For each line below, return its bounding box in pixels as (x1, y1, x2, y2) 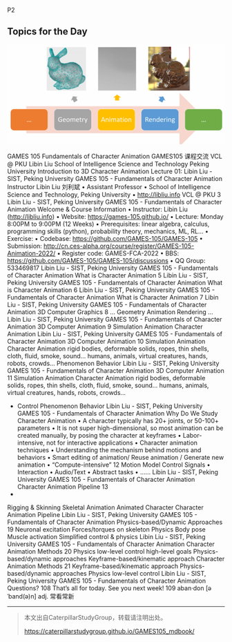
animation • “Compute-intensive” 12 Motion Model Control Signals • (17, 460, 211, 469)
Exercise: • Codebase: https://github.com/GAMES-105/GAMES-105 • (7, 234, 204, 242)
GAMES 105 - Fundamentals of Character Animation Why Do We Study (17, 409, 218, 417)
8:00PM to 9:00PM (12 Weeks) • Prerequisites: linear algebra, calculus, (7, 220, 210, 228)
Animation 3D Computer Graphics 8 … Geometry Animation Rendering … (7, 307, 214, 316)
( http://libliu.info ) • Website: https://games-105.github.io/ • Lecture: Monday (7, 212, 224, 220)
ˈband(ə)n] (7, 592, 37, 600)
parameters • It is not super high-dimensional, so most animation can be (17, 424, 224, 432)
